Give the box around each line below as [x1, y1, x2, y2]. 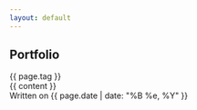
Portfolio [9, 47, 60, 63]
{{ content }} [9, 81, 57, 92]
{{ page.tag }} [9, 71, 62, 82]
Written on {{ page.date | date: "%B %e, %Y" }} [9, 90, 189, 101]
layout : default [9, 13, 71, 23]
